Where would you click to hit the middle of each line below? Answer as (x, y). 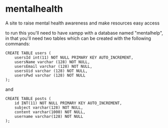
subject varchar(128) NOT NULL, (49, 108)
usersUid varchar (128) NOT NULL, (51, 71)
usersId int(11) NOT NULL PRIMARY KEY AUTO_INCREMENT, (74, 57)
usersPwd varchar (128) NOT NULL (50, 75)
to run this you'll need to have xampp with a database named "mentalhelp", (84, 33)
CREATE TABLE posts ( (28, 98)
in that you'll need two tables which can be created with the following (78, 38)
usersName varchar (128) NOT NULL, (52, 62)
